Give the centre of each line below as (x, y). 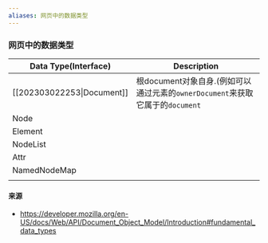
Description (196, 66)
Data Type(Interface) (70, 66)
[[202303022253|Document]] (71, 92)
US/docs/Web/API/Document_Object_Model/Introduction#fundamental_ (138, 222)
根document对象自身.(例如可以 (194, 80)
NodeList (29, 144)
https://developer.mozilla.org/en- (74, 214)
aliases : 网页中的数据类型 (48, 16)
